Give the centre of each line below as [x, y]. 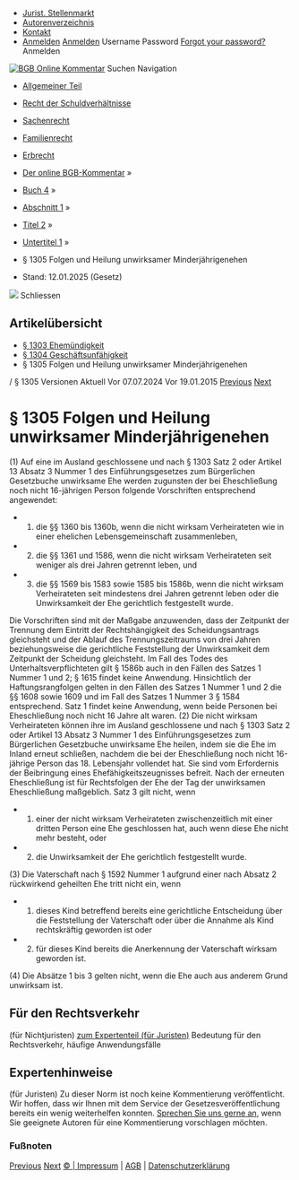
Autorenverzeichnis [58, 22]
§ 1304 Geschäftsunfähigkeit [75, 354]
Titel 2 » [37, 225]
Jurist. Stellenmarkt [58, 13]
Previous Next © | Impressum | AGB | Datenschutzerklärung [120, 1166]
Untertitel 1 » [46, 242]
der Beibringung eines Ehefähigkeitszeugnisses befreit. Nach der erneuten [147, 772]
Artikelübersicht [56, 323]
